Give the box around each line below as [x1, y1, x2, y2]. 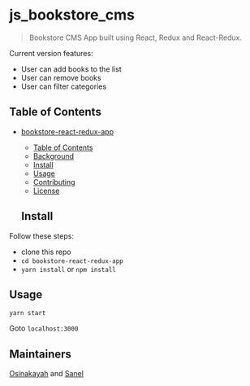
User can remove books [20, 72, 101, 82]
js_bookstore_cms [9, 6, 136, 24]
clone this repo [20, 247, 71, 257]
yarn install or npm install [20, 264, 116, 274]
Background [32, 151, 75, 160]
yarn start [9, 309, 46, 318]
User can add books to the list [20, 64, 122, 74]
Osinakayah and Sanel [9, 369, 84, 379]
